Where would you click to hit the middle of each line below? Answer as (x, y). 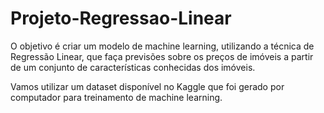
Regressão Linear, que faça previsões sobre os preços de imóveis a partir (162, 56)
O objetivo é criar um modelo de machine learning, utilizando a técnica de (162, 46)
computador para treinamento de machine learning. (116, 97)
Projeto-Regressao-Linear (121, 18)
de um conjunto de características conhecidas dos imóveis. (133, 67)
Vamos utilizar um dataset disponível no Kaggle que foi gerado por (147, 86)
